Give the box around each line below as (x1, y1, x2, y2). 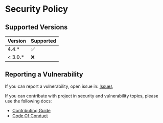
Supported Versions (5, 23, 68, 31)
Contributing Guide (12, 107, 51, 113)
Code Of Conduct (12, 113, 48, 119)
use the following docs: (5, 98, 52, 104)
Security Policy (5, 3, 69, 15)
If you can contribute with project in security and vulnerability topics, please (5, 93, 159, 98)
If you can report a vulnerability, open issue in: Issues (5, 83, 113, 89)
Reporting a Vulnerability (5, 70, 83, 79)
